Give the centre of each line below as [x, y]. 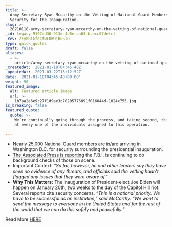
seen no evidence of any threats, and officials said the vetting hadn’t [85, 171]
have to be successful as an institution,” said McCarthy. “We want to [85, 198]
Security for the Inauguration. [45, 20]
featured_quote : [23, 110]
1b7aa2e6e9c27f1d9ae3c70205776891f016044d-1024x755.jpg [76, 101]
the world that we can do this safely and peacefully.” [69, 209]
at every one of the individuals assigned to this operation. [82, 125]
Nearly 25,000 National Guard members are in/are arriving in [77, 144]
